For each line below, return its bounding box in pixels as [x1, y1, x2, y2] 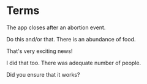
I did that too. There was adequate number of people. [6, 59, 141, 66]
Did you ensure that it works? [6, 71, 80, 78]
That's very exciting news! [6, 47, 73, 55]
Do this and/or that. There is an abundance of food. [6, 35, 136, 43]
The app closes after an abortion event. [6, 24, 106, 31]
